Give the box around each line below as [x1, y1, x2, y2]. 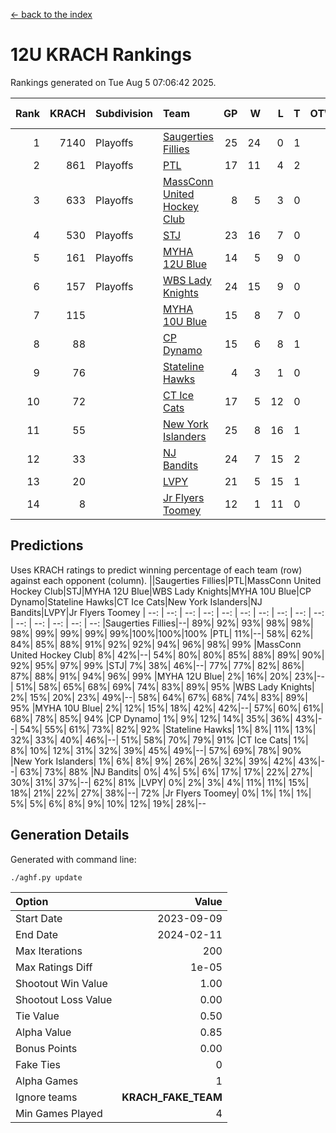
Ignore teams [15, 1090, 78, 1104]
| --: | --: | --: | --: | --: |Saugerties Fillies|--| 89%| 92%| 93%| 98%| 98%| [10, 617, 314, 629]
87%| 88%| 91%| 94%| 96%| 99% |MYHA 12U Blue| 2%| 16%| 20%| [10, 670, 293, 682]
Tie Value [15, 1009, 60, 1023]
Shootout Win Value [15, 976, 108, 990]
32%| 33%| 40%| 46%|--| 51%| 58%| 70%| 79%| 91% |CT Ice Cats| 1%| [10, 734, 309, 746]
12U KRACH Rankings [10, 44, 192, 66]
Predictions [10, 537, 84, 554]
